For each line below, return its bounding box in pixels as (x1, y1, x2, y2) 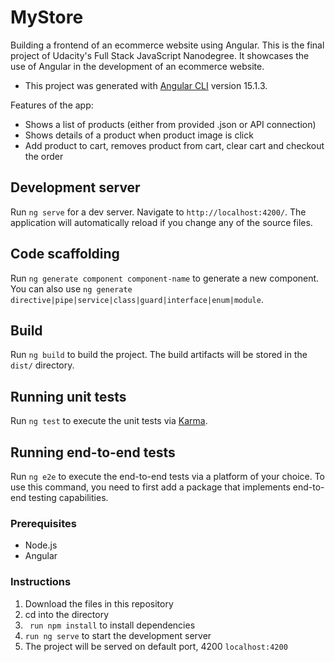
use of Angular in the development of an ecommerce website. (10, 60, 265, 72)
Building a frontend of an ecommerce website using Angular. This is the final (10, 39, 325, 51)
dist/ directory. (10, 359, 75, 371)
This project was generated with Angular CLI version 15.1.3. (24, 79, 268, 91)
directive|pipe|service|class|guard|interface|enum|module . (10, 293, 264, 305)
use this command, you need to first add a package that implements (10, 481, 291, 493)
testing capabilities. (28, 492, 109, 503)
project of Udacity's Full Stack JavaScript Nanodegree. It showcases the (10, 49, 310, 61)
